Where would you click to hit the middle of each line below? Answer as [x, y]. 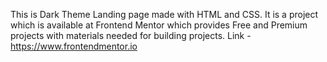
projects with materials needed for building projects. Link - [131, 35]
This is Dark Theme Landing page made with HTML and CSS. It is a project [164, 14]
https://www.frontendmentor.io [74, 46]
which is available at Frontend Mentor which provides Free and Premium [159, 25]
